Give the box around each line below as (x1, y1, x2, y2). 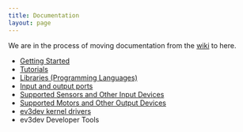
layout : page (8, 19, 51, 27)
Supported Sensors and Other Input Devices (19, 89, 165, 99)
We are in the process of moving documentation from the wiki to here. (8, 40, 237, 50)
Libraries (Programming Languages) (19, 73, 139, 82)
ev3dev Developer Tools (19, 115, 100, 124)
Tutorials (19, 64, 49, 74)
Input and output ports (19, 81, 93, 91)
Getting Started (19, 56, 70, 66)
